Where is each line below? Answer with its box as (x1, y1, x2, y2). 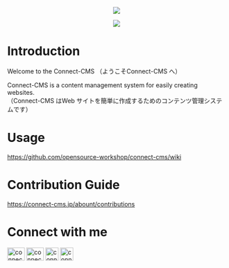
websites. (7, 88, 35, 96)
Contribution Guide (7, 177, 120, 193)
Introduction (7, 44, 80, 59)
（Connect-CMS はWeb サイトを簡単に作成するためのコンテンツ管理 (7, 96, 205, 105)
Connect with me (7, 224, 108, 240)
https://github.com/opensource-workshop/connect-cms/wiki (7, 152, 182, 161)
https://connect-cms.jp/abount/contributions (7, 199, 135, 208)
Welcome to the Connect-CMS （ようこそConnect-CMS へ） (7, 66, 182, 75)
